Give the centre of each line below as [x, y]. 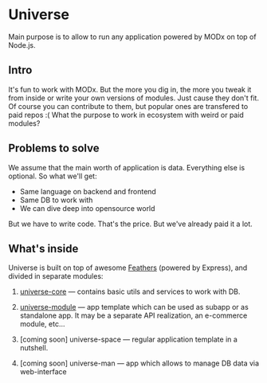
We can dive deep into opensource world [87, 208]
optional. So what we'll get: [53, 176]
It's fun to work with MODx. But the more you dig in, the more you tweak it [130, 89]
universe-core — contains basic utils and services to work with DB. [130, 291]
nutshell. [34, 348]
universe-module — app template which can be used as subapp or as [134, 307]
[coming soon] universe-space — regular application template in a [128, 339]
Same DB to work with [56, 200]
